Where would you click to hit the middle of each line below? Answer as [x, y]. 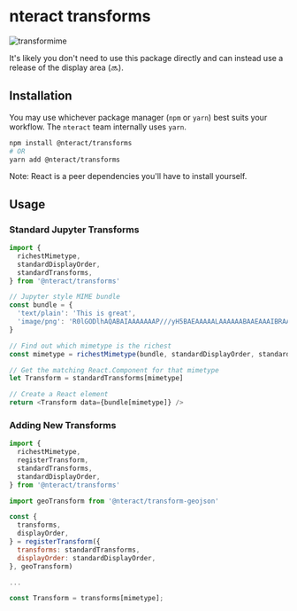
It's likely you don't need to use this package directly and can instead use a [146, 58]
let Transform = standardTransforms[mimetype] [96, 379]
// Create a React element [59, 395]
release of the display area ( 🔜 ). [66, 67]
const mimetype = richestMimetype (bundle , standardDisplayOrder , [132, 354]
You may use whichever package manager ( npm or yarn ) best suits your [138, 117]
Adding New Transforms [63, 425]
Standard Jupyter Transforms [74, 230]
